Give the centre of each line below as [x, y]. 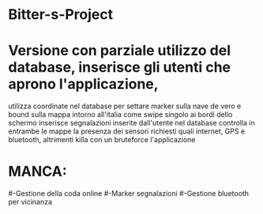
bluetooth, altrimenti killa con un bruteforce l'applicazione [102, 140]
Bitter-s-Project [61, 15]
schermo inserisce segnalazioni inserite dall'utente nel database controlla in [131, 123]
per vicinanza [30, 202]
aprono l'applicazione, [84, 84]
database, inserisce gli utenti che [120, 68]
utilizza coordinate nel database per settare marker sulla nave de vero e [125, 106]
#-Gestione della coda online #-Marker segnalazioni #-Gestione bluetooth [129, 193]
